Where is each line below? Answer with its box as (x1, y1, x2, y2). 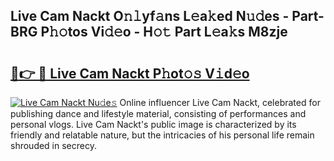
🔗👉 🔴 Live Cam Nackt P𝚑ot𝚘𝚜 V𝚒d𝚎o (10, 65, 250, 82)
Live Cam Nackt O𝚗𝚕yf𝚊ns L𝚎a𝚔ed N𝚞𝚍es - (10, 8, 290, 25)
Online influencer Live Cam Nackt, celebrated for (119, 97, 321, 108)
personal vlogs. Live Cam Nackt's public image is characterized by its (10, 119, 297, 130)
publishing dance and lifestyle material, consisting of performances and (10, 108, 307, 119)
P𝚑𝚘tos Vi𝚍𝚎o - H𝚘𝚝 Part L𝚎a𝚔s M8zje (40, 24, 288, 41)
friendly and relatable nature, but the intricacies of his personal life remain (10, 129, 315, 141)
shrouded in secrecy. (10, 140, 97, 151)
